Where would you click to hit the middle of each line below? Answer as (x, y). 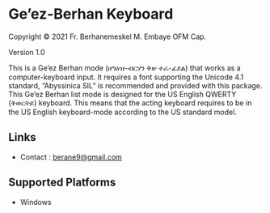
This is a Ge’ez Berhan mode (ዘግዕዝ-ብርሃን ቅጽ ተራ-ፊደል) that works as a (124, 68)
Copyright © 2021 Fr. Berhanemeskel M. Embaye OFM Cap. (108, 36)
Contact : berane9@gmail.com (71, 157)
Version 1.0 (27, 52)
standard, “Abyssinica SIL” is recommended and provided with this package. (135, 85)
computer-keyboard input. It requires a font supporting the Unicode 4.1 (126, 77)
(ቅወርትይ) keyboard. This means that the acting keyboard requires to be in (130, 103)
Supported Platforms (62, 183)
